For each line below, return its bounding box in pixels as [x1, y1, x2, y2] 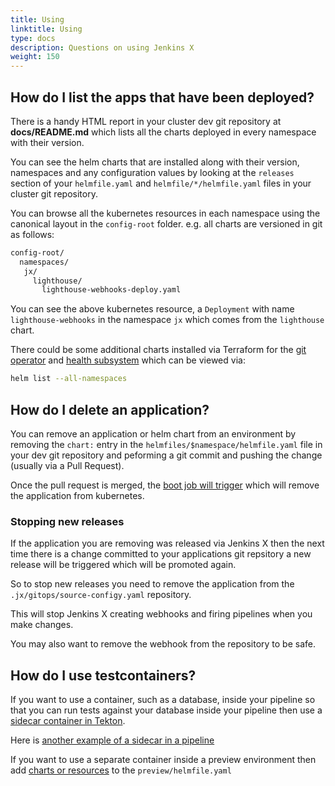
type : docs [10, 33, 56, 43]
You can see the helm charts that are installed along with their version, [10, 156, 300, 168]
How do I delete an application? [10, 401, 210, 418]
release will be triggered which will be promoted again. [10, 559, 237, 571]
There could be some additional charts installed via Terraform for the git [10, 344, 307, 356]
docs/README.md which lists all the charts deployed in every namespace [10, 126, 317, 138]
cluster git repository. [10, 187, 98, 200]
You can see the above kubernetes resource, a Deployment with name [10, 303, 295, 315]
